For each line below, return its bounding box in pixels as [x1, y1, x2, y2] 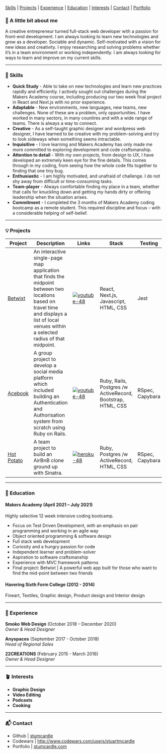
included [33, 387, 54, 394]
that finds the [33, 273, 65, 280]
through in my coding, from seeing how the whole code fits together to [12, 162, 158, 168]
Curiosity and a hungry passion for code [12, 544, 95, 550]
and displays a [33, 310, 68, 317]
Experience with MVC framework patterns [12, 560, 98, 566]
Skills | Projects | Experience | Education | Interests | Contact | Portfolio [5, 5, 151, 10]
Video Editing [12, 691, 41, 698]
